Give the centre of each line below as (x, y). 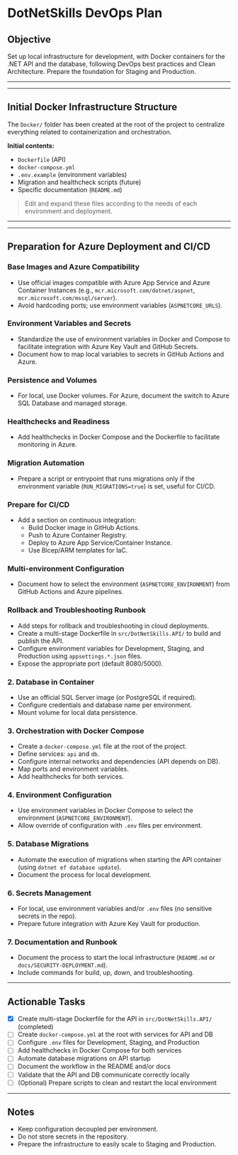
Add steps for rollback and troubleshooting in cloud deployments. (113, 626)
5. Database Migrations (49, 844)
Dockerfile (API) (41, 159)
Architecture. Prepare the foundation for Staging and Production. (102, 71)
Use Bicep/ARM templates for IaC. (78, 550)
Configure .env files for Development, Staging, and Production (108, 1043)
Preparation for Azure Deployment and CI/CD (109, 247)
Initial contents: (31, 145)
